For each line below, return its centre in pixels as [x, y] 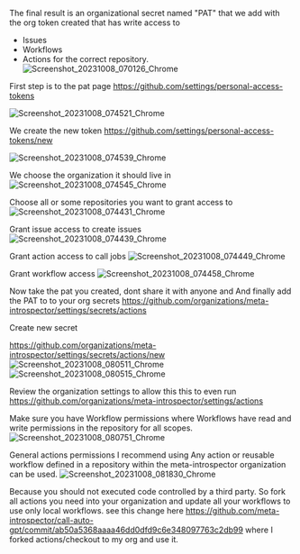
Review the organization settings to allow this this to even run [123, 391]
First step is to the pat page [60, 86]
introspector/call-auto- [52, 520]
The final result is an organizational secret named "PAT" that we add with [145, 13]
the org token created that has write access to [95, 23]
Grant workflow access [53, 273]
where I [259, 530]
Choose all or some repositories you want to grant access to [121, 202]
